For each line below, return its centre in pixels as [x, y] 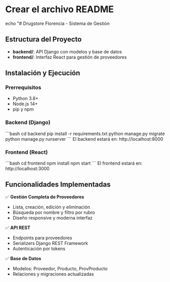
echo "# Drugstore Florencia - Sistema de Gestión [58, 23]
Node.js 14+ [25, 104]
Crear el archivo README [60, 9]
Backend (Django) [28, 122]
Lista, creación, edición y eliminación [51, 207]
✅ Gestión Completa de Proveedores [45, 197]
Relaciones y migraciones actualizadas [53, 274]
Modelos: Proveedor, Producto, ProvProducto [60, 268]
